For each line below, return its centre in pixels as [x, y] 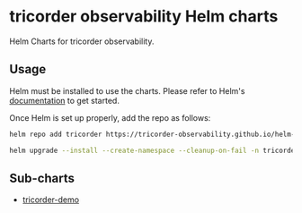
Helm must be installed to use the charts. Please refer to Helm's [127, 90]
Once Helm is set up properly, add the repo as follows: [110, 117]
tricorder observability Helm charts [144, 17]
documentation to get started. [64, 100]
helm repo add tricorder [56, 134]
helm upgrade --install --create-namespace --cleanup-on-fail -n [134, 150]
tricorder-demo [50, 200]
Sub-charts [42, 178]
